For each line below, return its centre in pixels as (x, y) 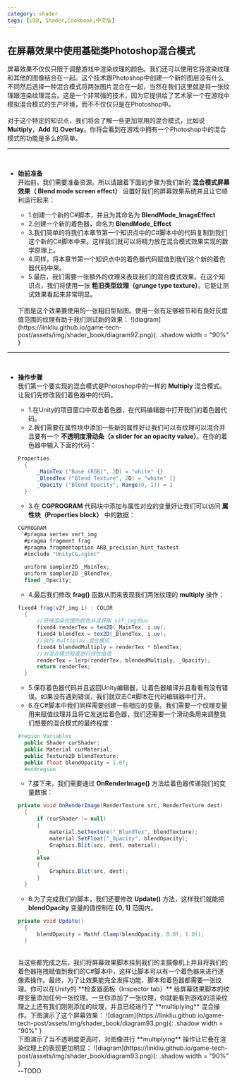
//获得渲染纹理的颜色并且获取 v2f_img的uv (92, 621)
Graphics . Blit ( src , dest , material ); (105, 845)
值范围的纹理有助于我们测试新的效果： (73, 320)
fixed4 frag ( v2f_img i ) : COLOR (65, 608)
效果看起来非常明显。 (65, 294)
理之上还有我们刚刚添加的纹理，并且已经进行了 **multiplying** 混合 (115, 1007)
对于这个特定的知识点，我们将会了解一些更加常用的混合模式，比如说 (106, 121)
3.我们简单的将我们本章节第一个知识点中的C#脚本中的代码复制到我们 (128, 233)
